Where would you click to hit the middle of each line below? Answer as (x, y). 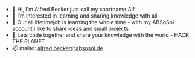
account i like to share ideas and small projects (70, 28)
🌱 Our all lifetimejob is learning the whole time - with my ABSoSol (93, 22)
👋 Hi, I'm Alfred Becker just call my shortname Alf (73, 9)
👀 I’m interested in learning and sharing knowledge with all (85, 16)
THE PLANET (28, 41)
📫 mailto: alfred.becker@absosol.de (58, 48)
